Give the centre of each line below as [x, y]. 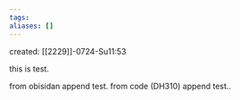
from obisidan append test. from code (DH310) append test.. [120, 86]
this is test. [29, 69]
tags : [19, 17]
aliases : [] [31, 26]
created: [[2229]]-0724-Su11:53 [68, 51]
